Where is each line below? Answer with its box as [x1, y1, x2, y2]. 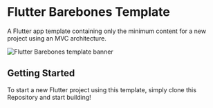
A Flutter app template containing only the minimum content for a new [7, 27, 206, 35]
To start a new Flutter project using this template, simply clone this [7, 85, 197, 94]
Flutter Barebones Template [7, 4, 171, 20]
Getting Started [7, 67, 75, 79]
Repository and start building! [7, 93, 91, 101]
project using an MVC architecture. [7, 34, 107, 42]
